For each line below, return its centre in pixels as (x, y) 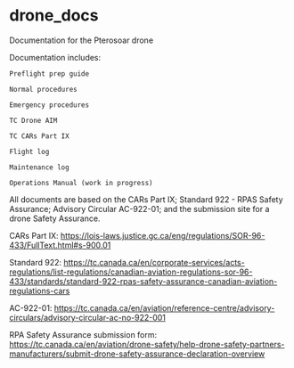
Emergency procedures (49, 105)
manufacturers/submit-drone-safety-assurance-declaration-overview (137, 354)
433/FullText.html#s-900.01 (60, 245)
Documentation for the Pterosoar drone (82, 40)
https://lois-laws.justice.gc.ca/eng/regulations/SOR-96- (163, 235)
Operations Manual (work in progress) (81, 183)
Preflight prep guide (49, 74)
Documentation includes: (55, 57)
